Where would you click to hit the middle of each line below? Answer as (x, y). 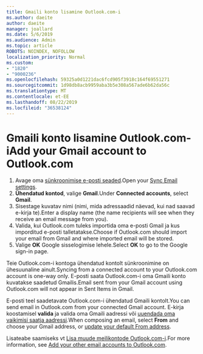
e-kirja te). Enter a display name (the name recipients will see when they (105, 213)
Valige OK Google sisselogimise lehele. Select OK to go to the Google (101, 245)
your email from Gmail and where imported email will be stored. (95, 239)
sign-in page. (32, 251)
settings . (26, 187)
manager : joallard (29, 29)
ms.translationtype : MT (36, 91)
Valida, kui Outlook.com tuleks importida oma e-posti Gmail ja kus (98, 226)
